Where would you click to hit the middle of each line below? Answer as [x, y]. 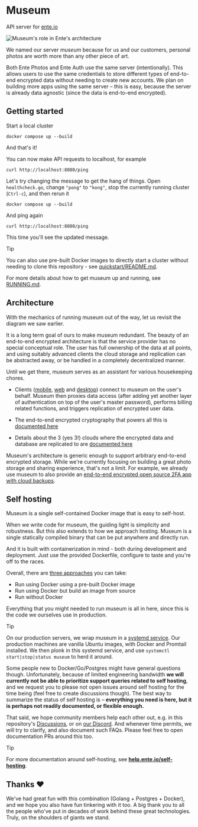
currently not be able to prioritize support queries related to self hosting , [97, 681]
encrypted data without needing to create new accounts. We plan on [100, 80]
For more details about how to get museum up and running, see [83, 278]
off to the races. [26, 561]
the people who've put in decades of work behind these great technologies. [98, 811]
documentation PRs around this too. [50, 736]
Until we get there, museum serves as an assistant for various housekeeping [99, 372]
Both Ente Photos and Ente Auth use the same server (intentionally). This [95, 67]
